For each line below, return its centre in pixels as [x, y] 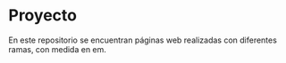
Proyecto [43, 16]
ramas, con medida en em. [57, 49]
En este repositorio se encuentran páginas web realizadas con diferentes [143, 40]
